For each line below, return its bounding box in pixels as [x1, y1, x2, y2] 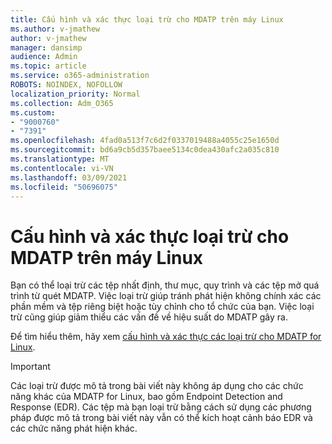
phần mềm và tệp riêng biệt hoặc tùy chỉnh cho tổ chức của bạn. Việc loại [10, 301, 315, 313]
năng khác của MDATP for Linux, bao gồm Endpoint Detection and [10, 391, 283, 403]
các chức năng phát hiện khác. [10, 422, 138, 435]
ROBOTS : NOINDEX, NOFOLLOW [10, 80, 123, 90]
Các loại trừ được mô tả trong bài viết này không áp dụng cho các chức [10, 380, 304, 392]
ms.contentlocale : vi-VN [10, 163, 114, 173]
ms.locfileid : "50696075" [10, 182, 118, 192]
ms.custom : [10, 107, 56, 118]
